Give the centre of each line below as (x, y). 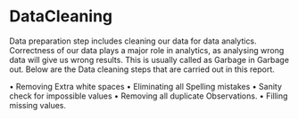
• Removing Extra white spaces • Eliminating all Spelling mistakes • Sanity (146, 86)
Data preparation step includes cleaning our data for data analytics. (133, 41)
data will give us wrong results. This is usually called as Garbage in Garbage (149, 59)
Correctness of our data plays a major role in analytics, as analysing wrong (147, 50)
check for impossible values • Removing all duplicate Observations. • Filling (149, 96)
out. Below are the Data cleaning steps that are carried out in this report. (142, 69)
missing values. (38, 105)
